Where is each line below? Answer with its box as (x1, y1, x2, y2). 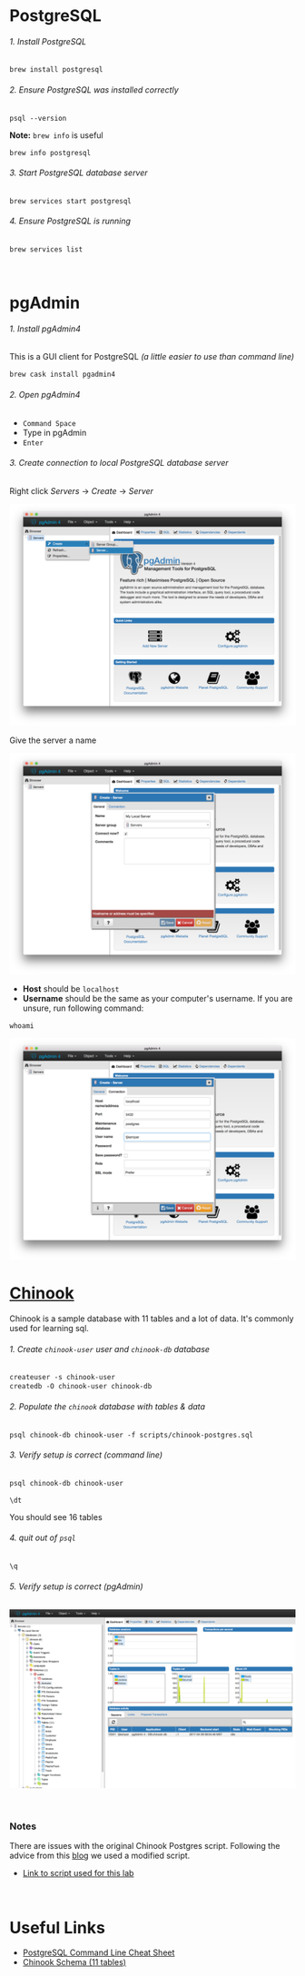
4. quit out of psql (9, 1532, 76, 1544)
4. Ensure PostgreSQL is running (9, 215, 132, 227)
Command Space (22, 419, 76, 428)
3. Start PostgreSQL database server (9, 167, 148, 178)
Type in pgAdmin (22, 427, 87, 438)
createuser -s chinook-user (9, 1373, 116, 1382)
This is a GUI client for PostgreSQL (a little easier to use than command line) (9, 351, 295, 362)
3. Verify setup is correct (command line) (9, 1449, 163, 1460)
